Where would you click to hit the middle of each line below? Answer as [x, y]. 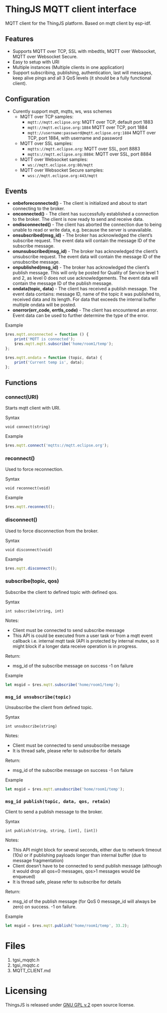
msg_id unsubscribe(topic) [38, 697]
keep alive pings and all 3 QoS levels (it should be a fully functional [82, 78]
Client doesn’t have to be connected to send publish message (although [87, 866]
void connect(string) [28, 427]
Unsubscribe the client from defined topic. [49, 707]
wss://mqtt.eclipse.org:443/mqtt [63, 176]
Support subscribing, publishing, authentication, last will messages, [82, 72]
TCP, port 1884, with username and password [75, 138]
